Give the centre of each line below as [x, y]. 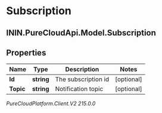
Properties [26, 52]
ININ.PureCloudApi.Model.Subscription [81, 33]
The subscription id [82, 79]
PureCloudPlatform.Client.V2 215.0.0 [51, 104]
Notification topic [79, 89]
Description [82, 69]
